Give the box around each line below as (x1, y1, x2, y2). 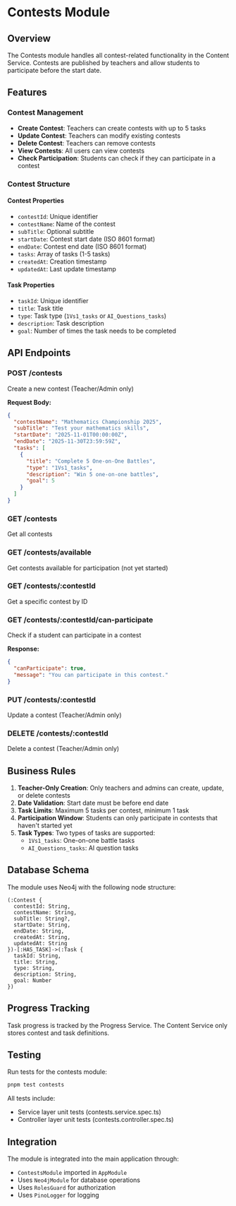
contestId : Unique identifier (17, 212, 99, 220)
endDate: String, (13, 927, 65, 935)
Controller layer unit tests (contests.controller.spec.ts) (17, 1116, 174, 1124)
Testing (7, 1049, 42, 1061)
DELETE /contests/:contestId (7, 728, 108, 738)
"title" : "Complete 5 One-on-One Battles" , (25, 457, 156, 465)
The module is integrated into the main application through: (7, 1154, 180, 1163)
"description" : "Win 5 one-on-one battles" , (25, 471, 159, 478)
